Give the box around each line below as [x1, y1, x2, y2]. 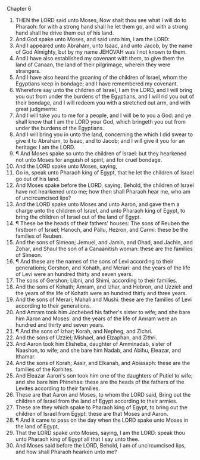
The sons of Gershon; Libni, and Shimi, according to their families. [15, 277, 178, 284]
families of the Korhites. [15, 366, 74, 373]
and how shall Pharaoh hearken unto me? [15, 448, 117, 455]
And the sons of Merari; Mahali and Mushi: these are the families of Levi [15, 296, 192, 303]
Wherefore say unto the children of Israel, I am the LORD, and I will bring [15, 87, 193, 93]
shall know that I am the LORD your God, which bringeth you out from [15, 118, 186, 125]
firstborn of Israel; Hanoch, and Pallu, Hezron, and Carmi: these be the [15, 226, 189, 233]
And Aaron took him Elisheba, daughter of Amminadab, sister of [15, 341, 172, 347]
